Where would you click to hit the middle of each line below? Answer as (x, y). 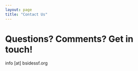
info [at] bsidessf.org (27, 63)
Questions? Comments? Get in (69, 39)
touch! (19, 49)
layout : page (19, 10)
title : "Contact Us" (27, 14)
